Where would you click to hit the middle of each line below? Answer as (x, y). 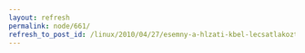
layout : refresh (39, 18)
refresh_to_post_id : (48, 34)
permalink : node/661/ (50, 26)
